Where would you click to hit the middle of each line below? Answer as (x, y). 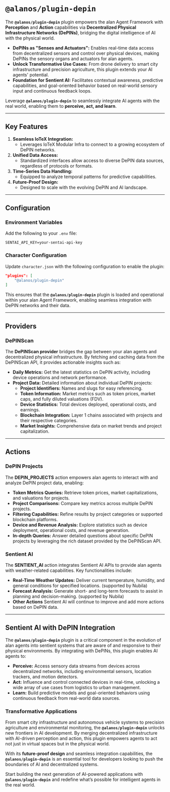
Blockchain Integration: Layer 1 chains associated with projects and (91, 415)
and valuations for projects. (41, 498)
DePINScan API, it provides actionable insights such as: (63, 362)
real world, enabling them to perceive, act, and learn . (61, 106)
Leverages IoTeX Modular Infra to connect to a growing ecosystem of (92, 144)
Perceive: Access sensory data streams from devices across (76, 666)
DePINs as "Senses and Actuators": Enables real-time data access (83, 48)
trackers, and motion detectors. (45, 677)
